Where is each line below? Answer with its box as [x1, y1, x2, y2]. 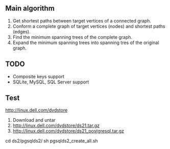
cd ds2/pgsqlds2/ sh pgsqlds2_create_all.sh [5, 138, 98, 144]
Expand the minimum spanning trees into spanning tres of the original [12, 39, 159, 46]
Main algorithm [5, 4, 55, 13]
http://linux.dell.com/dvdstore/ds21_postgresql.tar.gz [12, 128, 124, 134]
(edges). [12, 28, 31, 35]
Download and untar [12, 117, 56, 123]
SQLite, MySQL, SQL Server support [12, 79, 89, 85]
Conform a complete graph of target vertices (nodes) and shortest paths [12, 23, 165, 29]
